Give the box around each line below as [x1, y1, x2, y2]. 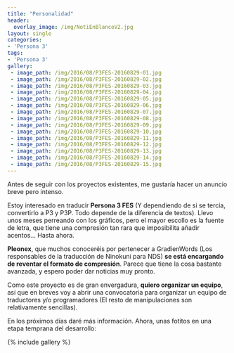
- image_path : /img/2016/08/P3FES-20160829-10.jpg [10, 128, 162, 135]
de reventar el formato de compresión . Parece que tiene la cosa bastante [7, 259, 222, 268]
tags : [7, 50, 23, 57]
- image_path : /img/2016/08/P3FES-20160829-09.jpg [10, 121, 162, 129]
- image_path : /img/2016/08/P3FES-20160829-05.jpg [10, 96, 162, 103]
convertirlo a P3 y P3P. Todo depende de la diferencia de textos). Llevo [7, 208, 214, 217]
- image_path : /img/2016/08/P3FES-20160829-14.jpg [10, 154, 162, 162]
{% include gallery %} [7, 338, 72, 346]
